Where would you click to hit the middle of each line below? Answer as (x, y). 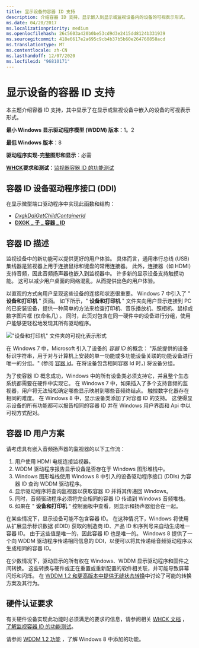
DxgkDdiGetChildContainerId (50, 216)
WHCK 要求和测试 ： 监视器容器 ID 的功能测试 (60, 168)
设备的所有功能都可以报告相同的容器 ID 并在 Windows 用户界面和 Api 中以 (101, 406)
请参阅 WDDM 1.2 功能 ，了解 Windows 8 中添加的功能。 (75, 639)
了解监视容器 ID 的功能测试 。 (41, 626)
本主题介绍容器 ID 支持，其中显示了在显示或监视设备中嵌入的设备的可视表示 (98, 110)
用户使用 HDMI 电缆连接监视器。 (54, 461)
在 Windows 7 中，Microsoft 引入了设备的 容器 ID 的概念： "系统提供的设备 (97, 348)
